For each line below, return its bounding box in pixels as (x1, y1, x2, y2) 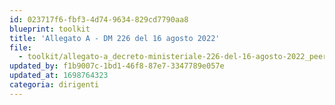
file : (9, 42, 32, 53)
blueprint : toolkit (9, 24, 91, 34)
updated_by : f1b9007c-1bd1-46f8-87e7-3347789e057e (9, 61, 225, 71)
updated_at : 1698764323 (9, 71, 109, 81)
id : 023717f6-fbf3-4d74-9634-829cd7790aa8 (9, 14, 189, 25)
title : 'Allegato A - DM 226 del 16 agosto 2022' (9, 33, 221, 43)
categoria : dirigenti (9, 80, 100, 90)
